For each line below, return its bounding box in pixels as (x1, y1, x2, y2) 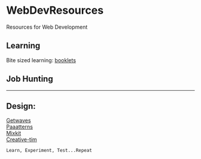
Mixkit (6, 130, 22, 137)
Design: (6, 101, 36, 111)
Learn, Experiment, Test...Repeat (6, 148, 93, 154)
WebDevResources (6, 4, 103, 17)
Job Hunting (6, 74, 53, 84)
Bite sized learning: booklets (6, 56, 77, 63)
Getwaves (6, 117, 31, 124)
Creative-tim (6, 136, 37, 143)
